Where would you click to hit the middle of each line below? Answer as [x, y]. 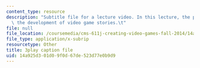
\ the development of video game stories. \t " [69, 22]
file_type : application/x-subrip [48, 39]
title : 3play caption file [40, 50]
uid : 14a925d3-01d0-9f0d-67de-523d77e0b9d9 [61, 56]
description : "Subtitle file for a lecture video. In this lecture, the [98, 17]
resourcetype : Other [32, 45]
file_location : [25, 34]
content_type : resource [36, 12]
